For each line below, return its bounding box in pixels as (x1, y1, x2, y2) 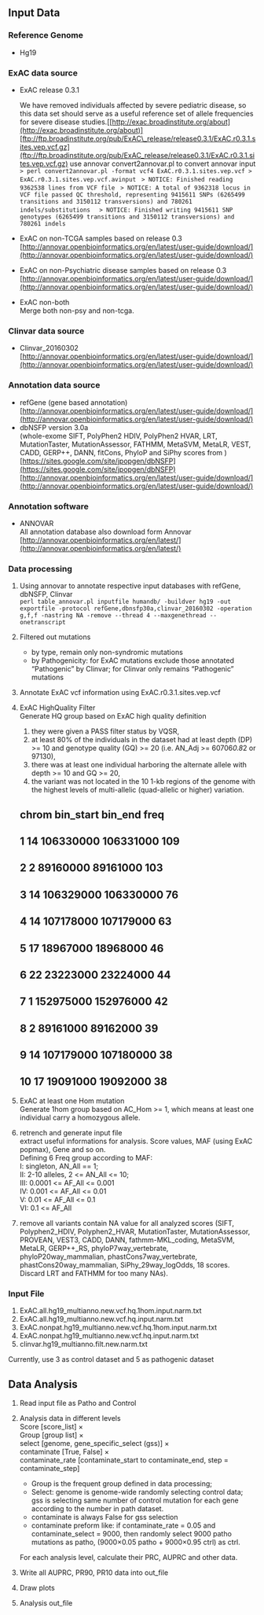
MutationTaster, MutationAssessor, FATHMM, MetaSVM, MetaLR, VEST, (19, 440, 251, 449)
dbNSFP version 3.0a (19, 422, 89, 432)
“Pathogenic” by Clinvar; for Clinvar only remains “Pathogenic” (31, 664, 234, 674)
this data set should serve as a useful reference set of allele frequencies (19, 109, 254, 118)
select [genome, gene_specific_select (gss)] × (19, 1439, 170, 1448)
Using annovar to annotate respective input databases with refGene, (19, 581, 241, 590)
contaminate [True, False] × (19, 1447, 110, 1456)
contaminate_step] (19, 1464, 80, 1473)
